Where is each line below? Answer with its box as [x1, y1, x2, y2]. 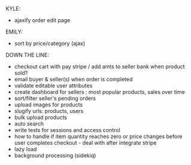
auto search [14, 120, 44, 127]
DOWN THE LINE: [5, 51, 49, 59]
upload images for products [14, 101, 83, 108]
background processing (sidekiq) [14, 152, 96, 159]
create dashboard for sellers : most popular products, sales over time [14, 88, 185, 95]
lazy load [14, 146, 37, 152]
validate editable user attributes [14, 82, 93, 89]
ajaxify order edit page [14, 17, 71, 23]
